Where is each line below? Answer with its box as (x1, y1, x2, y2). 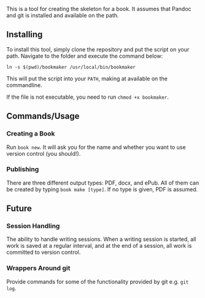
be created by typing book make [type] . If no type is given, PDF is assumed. (6, 185, 198, 193)
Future (6, 204, 33, 214)
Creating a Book (6, 129, 55, 138)
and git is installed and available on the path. (6, 12, 119, 19)
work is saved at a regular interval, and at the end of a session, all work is (6, 242, 192, 250)
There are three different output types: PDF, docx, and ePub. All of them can (6, 179, 199, 186)
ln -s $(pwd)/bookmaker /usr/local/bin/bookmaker (6, 64, 136, 70)
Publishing (6, 165, 39, 174)
